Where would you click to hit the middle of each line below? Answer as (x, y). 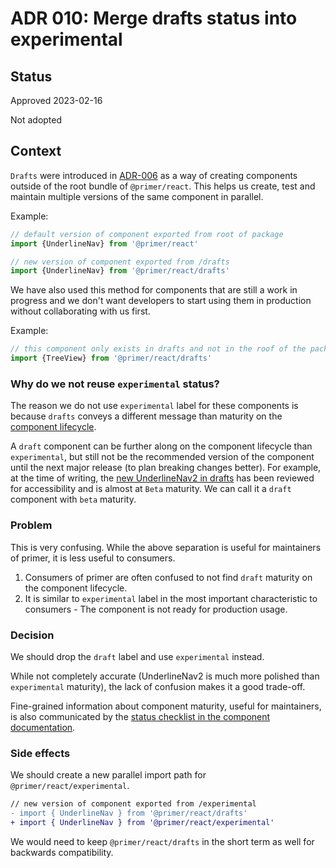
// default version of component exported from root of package (147, 234)
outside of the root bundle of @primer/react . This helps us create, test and (163, 186)
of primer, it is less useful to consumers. (93, 558)
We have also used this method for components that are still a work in (154, 290)
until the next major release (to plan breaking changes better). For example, (166, 468)
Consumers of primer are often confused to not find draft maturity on (168, 577)
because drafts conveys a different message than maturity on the (146, 416)
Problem (31, 525)
